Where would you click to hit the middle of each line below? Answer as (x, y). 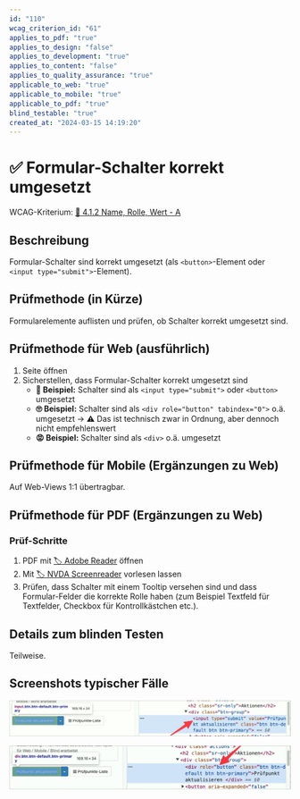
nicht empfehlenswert (75, 428)
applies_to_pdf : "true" (54, 38)
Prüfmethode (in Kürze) (76, 299)
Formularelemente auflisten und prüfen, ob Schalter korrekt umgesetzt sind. (149, 321)
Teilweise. (28, 655)
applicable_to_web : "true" (59, 85)
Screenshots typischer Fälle (89, 684)
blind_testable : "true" (54, 113)
